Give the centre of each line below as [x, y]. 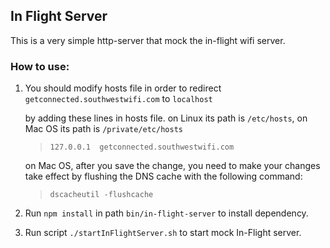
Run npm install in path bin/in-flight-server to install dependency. [166, 213]
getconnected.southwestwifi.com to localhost [118, 99]
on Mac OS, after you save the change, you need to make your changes [172, 166]
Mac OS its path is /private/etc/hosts [103, 129]
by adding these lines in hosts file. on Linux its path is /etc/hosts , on [166, 118]
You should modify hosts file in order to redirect [123, 88]
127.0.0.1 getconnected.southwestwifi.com [142, 147]
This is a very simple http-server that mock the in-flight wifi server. [148, 40]
